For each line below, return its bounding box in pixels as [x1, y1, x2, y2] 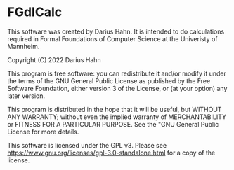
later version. [7, 92, 46, 100]
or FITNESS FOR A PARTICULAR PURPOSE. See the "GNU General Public [7, 120, 219, 128]
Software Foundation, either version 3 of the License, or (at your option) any [7, 84, 228, 92]
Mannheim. [7, 42, 40, 50]
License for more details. [7, 127, 79, 136]
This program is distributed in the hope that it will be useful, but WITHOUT [7, 105, 222, 113]
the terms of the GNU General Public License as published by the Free [7, 76, 211, 85]
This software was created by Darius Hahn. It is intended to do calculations [7, 27, 225, 36]
